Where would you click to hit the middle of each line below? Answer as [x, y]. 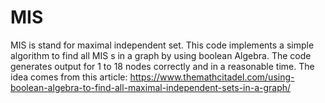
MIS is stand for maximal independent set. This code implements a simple [162, 45]
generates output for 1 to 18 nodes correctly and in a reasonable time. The [162, 66]
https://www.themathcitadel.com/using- [212, 77]
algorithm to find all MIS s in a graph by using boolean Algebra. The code [161, 55]
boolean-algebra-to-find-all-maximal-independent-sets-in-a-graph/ [151, 87]
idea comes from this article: [69, 77]
